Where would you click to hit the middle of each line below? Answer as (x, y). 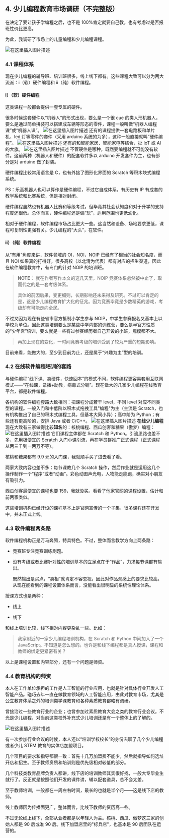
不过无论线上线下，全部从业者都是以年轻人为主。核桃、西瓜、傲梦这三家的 (82, 818)
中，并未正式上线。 (25, 514)
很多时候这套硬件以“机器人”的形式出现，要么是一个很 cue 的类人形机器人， (83, 118)
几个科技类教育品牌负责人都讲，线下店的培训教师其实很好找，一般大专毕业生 (84, 773)
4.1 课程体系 (20, 64)
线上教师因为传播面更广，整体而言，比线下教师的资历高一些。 (69, 807)
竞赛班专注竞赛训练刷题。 (39, 551)
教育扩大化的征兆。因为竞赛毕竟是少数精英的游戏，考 (108, 301)
